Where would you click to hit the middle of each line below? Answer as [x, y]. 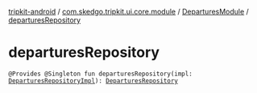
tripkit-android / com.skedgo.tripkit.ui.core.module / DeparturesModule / [129, 12]
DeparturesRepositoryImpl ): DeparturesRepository [93, 81]
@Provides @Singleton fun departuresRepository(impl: [101, 74]
